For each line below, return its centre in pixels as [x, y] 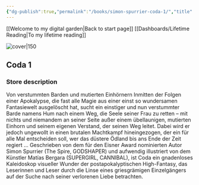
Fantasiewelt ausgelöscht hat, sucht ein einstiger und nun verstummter [93, 107]
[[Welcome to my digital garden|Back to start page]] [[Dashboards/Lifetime [98, 28]
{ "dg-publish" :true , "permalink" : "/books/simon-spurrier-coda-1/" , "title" [99, 12]
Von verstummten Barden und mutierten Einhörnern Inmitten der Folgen [94, 95]
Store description [32, 82]
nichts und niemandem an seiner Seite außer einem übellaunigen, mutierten [99, 120]
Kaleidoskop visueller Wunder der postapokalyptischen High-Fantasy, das [97, 164]
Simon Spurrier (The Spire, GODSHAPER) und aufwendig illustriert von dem [99, 151]
